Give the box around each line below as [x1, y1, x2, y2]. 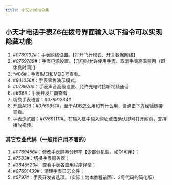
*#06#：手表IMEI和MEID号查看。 [12, 71, 83, 77]
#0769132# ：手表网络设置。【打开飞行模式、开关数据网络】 [12, 52, 138, 58]
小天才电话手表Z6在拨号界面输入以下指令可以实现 [5, 28, 162, 36]
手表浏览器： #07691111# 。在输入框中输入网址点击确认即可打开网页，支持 [12, 115, 167, 122]
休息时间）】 [12, 64, 38, 71]
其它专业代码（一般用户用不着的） [5, 136, 90, 143]
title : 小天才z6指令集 [5, 7, 49, 13]
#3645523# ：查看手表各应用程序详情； [12, 161, 96, 168]
